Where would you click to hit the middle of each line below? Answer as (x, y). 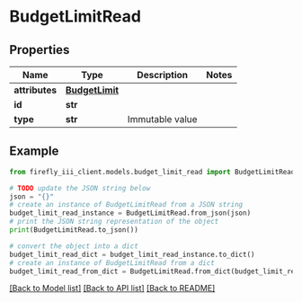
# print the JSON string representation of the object (114, 222)
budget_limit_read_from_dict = (68, 271)
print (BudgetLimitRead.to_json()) (74, 230)
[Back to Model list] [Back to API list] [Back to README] (112, 289)
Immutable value (162, 119)
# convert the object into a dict (74, 246)
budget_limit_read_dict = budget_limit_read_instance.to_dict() (132, 254)
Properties (40, 50)
